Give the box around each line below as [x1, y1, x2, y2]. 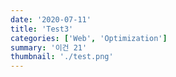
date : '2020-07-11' [10, 14, 92, 25]
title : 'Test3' [10, 24, 74, 34]
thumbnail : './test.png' [10, 52, 114, 62]
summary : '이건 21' [10, 42, 88, 53]
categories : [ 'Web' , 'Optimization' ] [10, 33, 168, 43]
